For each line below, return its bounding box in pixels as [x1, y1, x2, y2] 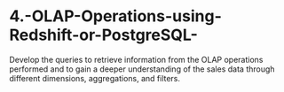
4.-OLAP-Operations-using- [9, 6, 222, 27]
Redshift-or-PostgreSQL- [9, 25, 198, 45]
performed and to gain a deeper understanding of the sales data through [9, 64, 275, 74]
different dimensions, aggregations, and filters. [9, 73, 180, 83]
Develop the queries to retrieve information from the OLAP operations [9, 54, 264, 65]
